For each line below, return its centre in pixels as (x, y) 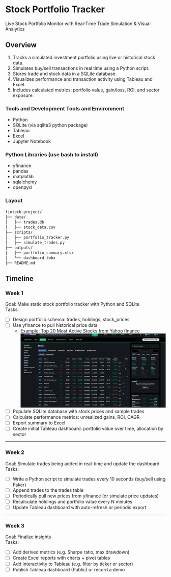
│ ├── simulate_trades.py (35, 243)
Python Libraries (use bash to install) (52, 154)
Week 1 (15, 293)
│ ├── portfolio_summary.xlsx (39, 253)
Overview (21, 45)
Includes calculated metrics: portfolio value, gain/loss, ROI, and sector (86, 90)
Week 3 (15, 526)
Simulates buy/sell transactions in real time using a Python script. (81, 68)
